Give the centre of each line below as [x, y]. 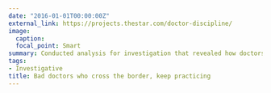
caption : [30, 38]
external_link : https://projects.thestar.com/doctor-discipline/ [120, 23]
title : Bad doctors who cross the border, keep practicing [110, 76]
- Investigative [35, 69]
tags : [17, 61]
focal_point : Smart [48, 46]
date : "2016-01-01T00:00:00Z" [59, 16]
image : [19, 31]
